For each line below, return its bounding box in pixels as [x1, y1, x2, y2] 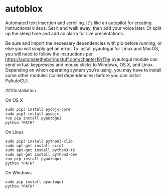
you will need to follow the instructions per [5, 51, 93, 57]
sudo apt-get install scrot [5, 143, 64, 148]
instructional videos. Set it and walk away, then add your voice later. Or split [5, 25, 162, 31]
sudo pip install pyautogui [5, 179, 64, 184]
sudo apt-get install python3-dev [5, 152, 78, 157]
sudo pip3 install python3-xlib [5, 139, 73, 144]
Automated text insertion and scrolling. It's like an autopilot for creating [5, 20, 152, 26]
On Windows [5, 169, 32, 175]
